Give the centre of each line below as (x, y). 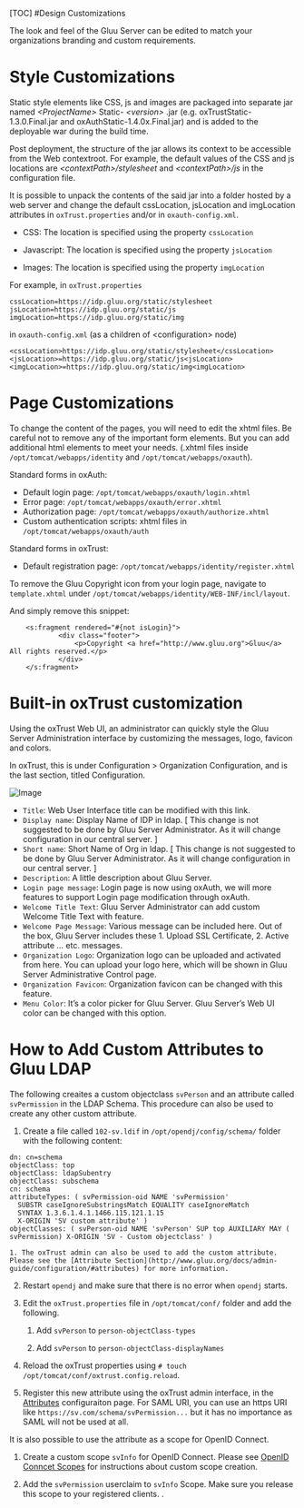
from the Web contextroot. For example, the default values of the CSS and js (152, 158)
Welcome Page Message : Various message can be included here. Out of (152, 926)
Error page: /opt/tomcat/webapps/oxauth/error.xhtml (122, 501)
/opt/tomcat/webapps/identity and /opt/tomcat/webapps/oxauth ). (131, 457)
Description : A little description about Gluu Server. (117, 878)
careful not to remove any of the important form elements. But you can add (150, 437)
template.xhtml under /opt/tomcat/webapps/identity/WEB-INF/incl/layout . (150, 593)
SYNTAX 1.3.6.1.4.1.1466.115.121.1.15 (91, 1213)
